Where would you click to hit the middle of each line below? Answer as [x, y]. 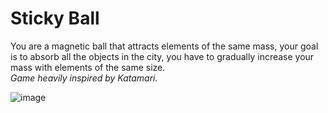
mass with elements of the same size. [88, 67]
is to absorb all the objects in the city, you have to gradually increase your [162, 56]
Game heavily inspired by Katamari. [84, 78]
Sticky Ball [55, 18]
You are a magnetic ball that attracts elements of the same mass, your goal [164, 46]
